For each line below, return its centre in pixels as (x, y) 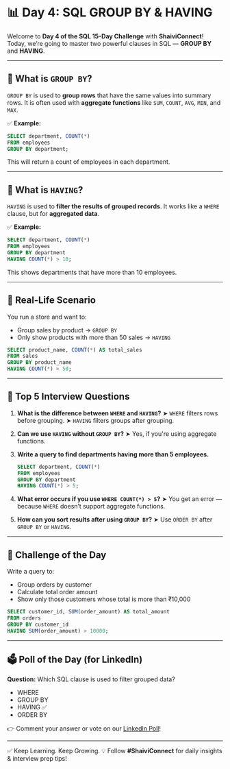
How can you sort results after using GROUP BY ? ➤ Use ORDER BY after (115, 520)
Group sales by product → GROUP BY (67, 330)
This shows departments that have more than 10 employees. (92, 272)
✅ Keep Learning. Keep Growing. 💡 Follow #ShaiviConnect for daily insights (115, 751)
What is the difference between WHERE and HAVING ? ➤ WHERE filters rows (117, 413)
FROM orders (24, 618)
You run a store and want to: (47, 317)
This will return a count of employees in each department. (89, 162)
